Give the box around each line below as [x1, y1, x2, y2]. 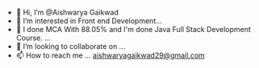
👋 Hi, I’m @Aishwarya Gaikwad [15, 8, 119, 17]
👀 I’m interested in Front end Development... [15, 16, 163, 26]
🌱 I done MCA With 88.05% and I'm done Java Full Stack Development [15, 25, 252, 34]
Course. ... [15, 33, 51, 42]
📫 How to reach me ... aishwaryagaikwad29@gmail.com [15, 50, 206, 60]
